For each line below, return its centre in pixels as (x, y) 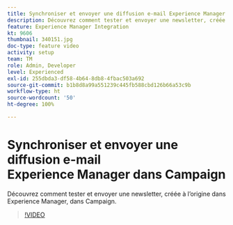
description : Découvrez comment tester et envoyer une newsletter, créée (116, 20)
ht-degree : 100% (31, 104)
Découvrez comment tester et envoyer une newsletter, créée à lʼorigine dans (116, 194)
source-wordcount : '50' (42, 98)
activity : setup (31, 53)
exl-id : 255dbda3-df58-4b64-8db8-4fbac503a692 (76, 78)
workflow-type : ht (34, 91)
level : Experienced (35, 72)
